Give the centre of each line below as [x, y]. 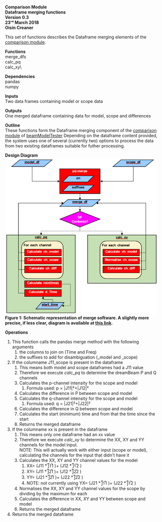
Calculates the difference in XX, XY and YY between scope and [82, 499]
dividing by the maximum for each [53, 493]
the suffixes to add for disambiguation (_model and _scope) [78, 357]
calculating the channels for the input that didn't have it [74, 455]
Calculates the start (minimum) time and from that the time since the [87, 414]
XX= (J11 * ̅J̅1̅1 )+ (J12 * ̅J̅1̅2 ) [54, 466]
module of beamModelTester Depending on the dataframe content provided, [81, 136]
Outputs [14, 111]
